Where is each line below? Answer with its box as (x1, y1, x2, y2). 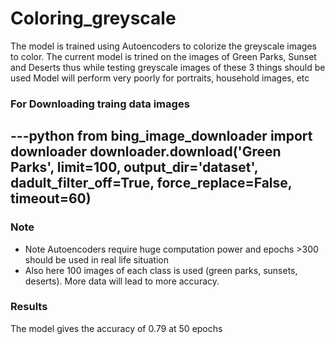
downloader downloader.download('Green (10, 143, 282, 161)
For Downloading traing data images (10, 97, 190, 111)
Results (10, 300, 48, 314)
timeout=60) (10, 190, 92, 207)
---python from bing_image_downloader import (10, 128, 313, 145)
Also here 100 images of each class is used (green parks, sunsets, (24, 264, 298, 276)
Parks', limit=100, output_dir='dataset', (10, 159, 259, 176)
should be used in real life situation (24, 253, 169, 266)
